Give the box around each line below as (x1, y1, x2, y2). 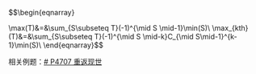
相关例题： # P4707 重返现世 (8, 57, 103, 66)
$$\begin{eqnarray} (8, 8, 75, 17)
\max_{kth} (212, 23, 249, 32)
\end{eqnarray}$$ (43, 40, 103, 50)
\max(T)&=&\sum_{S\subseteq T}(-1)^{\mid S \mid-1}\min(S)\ (8, 23, 211, 32)
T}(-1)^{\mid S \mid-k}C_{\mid (94, 32, 194, 41)
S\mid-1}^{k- (195, 32, 237, 41)
